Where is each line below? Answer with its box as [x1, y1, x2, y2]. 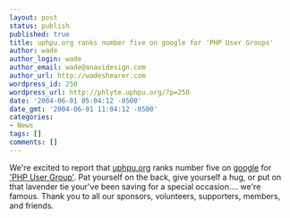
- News [9, 122, 34, 130]
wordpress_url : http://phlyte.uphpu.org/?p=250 [9, 88, 191, 96]
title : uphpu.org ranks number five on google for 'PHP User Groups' [9, 38, 275, 47]
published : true [9, 29, 70, 38]
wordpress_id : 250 [9, 80, 78, 88]
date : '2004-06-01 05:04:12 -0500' [9, 96, 142, 105]
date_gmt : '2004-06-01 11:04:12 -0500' [9, 105, 158, 113]
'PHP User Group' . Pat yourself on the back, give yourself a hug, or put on [9, 172, 282, 182]
